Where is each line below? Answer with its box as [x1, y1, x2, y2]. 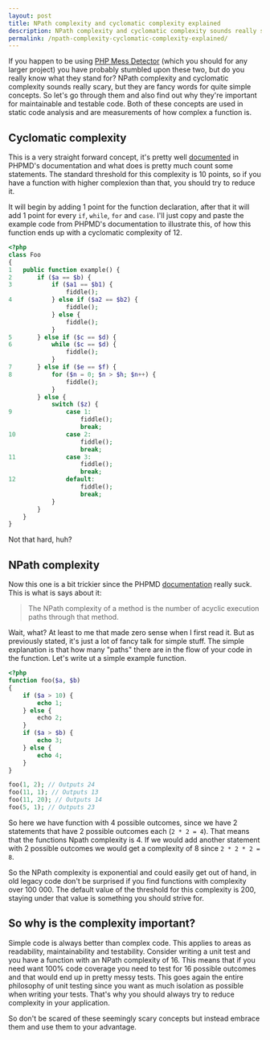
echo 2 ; [37, 714, 63, 722]
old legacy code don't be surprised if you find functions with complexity [8, 876, 247, 885]
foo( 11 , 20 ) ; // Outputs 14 [8, 796, 103, 804]
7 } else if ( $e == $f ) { [8, 363, 117, 371]
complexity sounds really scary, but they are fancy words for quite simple [8, 82, 252, 92]
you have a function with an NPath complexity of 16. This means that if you [8, 955, 256, 964]
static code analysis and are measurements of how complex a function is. [8, 108, 252, 118]
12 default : [8, 476, 95, 484]
